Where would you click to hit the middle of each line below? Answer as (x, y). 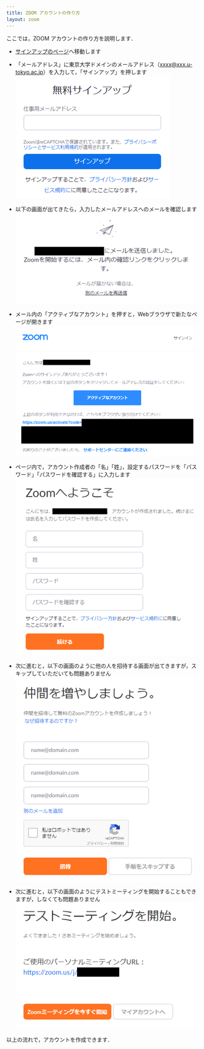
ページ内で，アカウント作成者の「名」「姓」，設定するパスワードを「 (100, 467)
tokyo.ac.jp (29, 72)
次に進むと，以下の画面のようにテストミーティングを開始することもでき (106, 891)
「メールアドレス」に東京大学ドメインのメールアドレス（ (87, 64)
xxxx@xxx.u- (176, 64)
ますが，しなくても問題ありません (58, 899)
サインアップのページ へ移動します (58, 51)
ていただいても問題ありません (74, 674)
